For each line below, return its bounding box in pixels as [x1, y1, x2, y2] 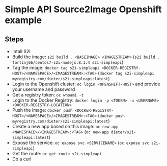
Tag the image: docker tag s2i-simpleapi [12, 65, 100, 70]
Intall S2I [12, 49, 31, 54]
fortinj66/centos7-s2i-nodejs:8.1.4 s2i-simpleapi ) [12, 59, 124, 65]
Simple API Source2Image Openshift [5, 4, 162, 15]
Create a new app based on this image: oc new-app [12, 124, 119, 129]
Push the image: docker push [12, 107, 73, 113]
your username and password [12, 86, 75, 92]
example [5, 14, 42, 26]
